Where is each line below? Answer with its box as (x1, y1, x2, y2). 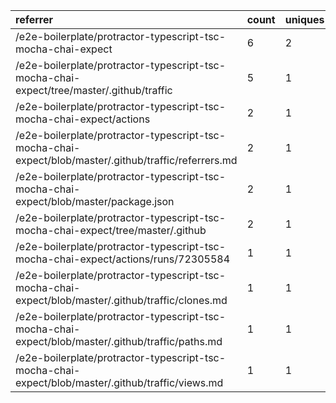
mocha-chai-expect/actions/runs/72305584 (15, 252, 231, 266)
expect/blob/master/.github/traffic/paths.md (15, 335, 223, 348)
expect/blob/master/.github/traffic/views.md (15, 376, 224, 389)
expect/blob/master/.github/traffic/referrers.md (15, 154, 238, 167)
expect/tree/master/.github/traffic (15, 84, 173, 97)
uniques (284, 13, 325, 26)
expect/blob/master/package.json (15, 195, 175, 208)
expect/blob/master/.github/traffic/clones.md (15, 294, 228, 307)
